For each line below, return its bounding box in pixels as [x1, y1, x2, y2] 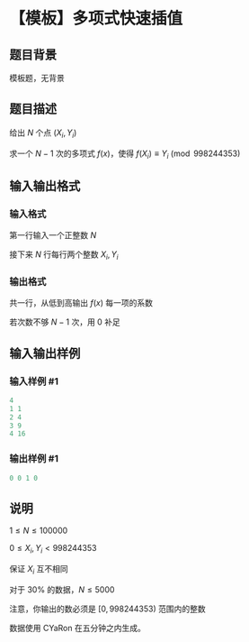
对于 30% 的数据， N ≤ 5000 [9, 583, 115, 595]
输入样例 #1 [9, 375, 58, 388]
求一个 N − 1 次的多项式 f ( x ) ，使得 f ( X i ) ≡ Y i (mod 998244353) [9, 148, 241, 160]
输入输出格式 [9, 178, 81, 194]
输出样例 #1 [9, 453, 58, 465]
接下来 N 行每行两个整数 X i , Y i [9, 249, 119, 261]
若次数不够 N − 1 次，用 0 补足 [9, 316, 121, 327]
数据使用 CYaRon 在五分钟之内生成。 [9, 622, 146, 633]
